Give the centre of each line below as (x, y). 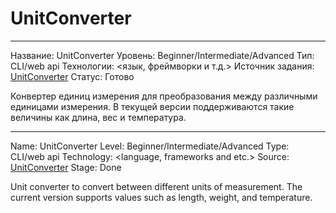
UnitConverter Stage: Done (66, 167)
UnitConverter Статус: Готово (72, 76)
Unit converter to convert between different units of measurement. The (156, 186)
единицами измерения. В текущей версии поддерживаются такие (152, 106)
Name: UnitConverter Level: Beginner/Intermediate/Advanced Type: (150, 146)
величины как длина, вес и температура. (98, 117)
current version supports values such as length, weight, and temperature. (161, 197)
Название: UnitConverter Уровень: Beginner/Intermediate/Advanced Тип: (162, 55)
